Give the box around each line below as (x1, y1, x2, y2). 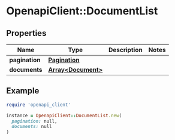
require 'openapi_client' (6, 102, 71, 108)
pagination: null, (11, 118, 58, 124)
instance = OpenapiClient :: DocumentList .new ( (6, 112, 122, 118)
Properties (6, 28, 47, 38)
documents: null (11, 124, 52, 130)
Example (6, 86, 40, 96)
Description (108, 46, 143, 54)
